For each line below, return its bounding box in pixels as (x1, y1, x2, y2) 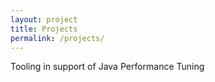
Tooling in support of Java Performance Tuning (10, 61, 205, 73)
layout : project (10, 14, 78, 25)
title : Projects (10, 24, 78, 34)
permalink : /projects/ (10, 33, 105, 43)
